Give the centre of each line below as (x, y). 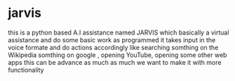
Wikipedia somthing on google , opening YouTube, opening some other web (117, 55)
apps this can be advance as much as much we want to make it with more (115, 62)
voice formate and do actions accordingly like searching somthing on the (113, 47)
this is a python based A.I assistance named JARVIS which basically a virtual (119, 32)
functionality (26, 70)
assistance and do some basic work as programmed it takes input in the (112, 39)
